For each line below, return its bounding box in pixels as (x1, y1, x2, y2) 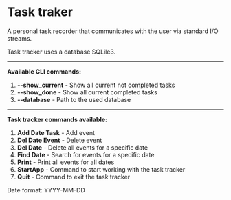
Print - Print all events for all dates (16, 158, 115, 166)
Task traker (7, 4, 74, 20)
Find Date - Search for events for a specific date (16, 150, 155, 159)
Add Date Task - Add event (16, 128, 95, 137)
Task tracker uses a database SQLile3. (7, 48, 116, 56)
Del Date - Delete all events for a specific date (16, 143, 148, 152)
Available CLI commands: (7, 67, 81, 76)
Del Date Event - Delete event (16, 136, 102, 144)
